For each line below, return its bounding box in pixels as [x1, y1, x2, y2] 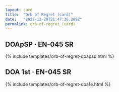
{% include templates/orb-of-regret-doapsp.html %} [5, 53, 114, 59]
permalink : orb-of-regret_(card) [5, 21, 76, 27]
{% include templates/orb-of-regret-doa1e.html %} [5, 81, 111, 87]
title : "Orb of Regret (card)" [5, 12, 73, 17]
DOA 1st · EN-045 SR [5, 68, 72, 76]
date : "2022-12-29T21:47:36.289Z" [5, 17, 82, 22]
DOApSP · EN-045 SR [5, 40, 74, 48]
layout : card [5, 7, 33, 13]
